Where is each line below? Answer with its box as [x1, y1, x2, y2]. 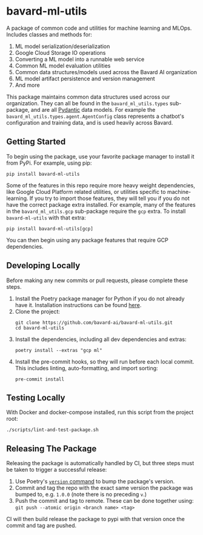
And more [15, 81, 41, 89]
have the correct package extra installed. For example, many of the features [6, 201, 196, 208]
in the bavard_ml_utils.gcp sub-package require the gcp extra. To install [6, 207, 186, 215]
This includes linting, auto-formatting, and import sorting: [15, 364, 159, 371]
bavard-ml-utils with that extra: [6, 214, 86, 221]
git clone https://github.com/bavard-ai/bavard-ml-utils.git [15, 319, 173, 326]
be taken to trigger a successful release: [6, 466, 107, 474]
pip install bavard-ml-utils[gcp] [6, 226, 94, 232]
